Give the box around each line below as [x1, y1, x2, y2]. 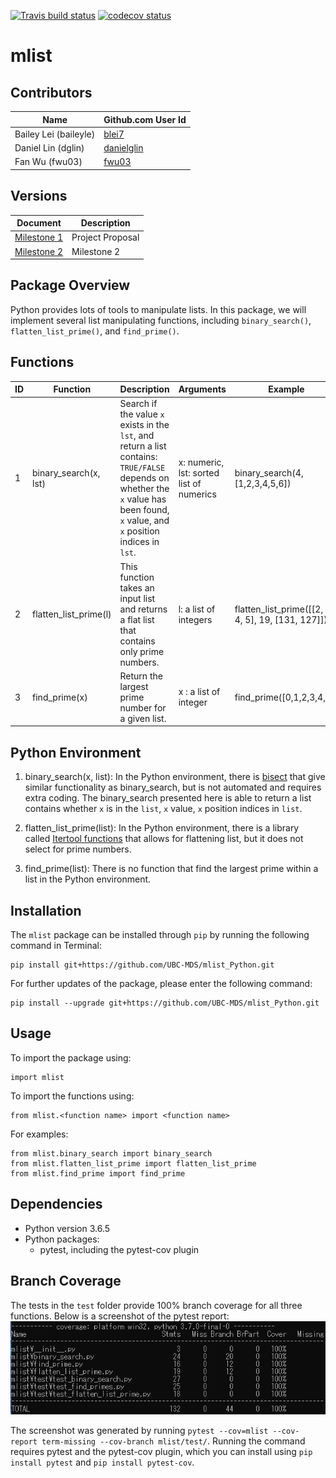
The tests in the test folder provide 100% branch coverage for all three [10, 1299, 303, 1311]
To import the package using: [10, 1051, 132, 1064]
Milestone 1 [14, 231, 64, 244]
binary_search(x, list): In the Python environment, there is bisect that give [24, 771, 326, 783]
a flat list [119, 613, 155, 625]
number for [119, 701, 167, 714]
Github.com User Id [103, 113, 187, 125]
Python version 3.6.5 [24, 1222, 111, 1234]
